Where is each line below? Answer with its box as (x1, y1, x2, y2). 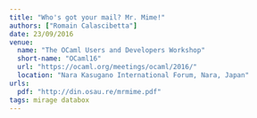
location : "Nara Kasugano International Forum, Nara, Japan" (17, 71, 250, 80)
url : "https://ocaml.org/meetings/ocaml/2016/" (17, 63, 198, 72)
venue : (9, 37, 34, 47)
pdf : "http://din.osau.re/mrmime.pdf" (17, 87, 162, 96)
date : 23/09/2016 (9, 29, 74, 38)
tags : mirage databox (9, 95, 90, 105)
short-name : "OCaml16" (17, 54, 102, 63)
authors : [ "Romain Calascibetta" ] (9, 21, 138, 30)
